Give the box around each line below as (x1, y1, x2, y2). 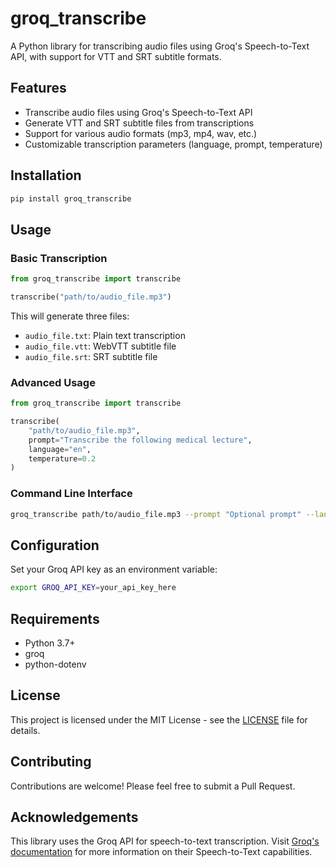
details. (10, 724, 41, 736)
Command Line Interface (10, 487, 133, 501)
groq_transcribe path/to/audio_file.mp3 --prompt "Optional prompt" (10, 509, 302, 519)
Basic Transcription (10, 251, 108, 265)
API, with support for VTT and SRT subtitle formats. (10, 50, 222, 62)
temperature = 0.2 (28, 453, 97, 464)
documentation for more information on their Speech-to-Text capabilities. (10, 846, 313, 858)
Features (10, 80, 67, 97)
